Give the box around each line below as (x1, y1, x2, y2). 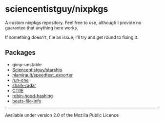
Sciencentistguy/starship (12, 67, 62, 73)
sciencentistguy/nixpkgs (5, 3, 108, 15)
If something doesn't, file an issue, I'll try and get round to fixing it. (5, 34, 139, 40)
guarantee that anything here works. (5, 24, 78, 30)
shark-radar (12, 82, 37, 88)
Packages (5, 49, 36, 57)
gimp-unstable (12, 61, 42, 67)
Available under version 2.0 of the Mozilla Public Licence (5, 112, 119, 118)
